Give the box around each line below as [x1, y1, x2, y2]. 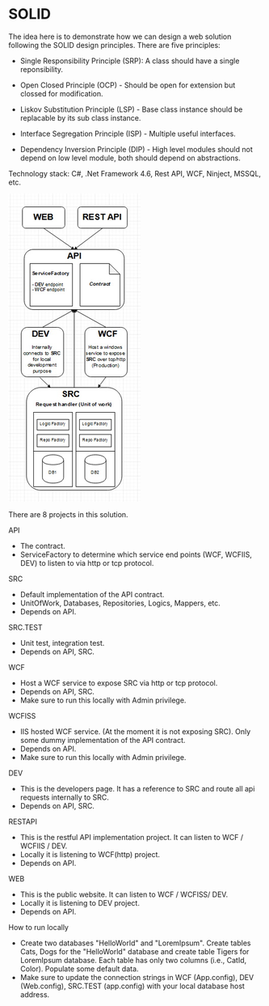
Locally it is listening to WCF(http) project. [19, 849, 160, 859]
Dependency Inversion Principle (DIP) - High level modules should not [19, 144, 253, 154]
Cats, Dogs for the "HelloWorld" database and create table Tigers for [19, 946, 250, 956]
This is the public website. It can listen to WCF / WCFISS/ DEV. [19, 889, 229, 899]
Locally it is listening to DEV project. [19, 898, 140, 907]
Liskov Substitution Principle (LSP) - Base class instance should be [19, 104, 243, 114]
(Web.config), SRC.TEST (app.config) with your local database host [19, 981, 245, 991]
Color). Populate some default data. [19, 964, 139, 974]
